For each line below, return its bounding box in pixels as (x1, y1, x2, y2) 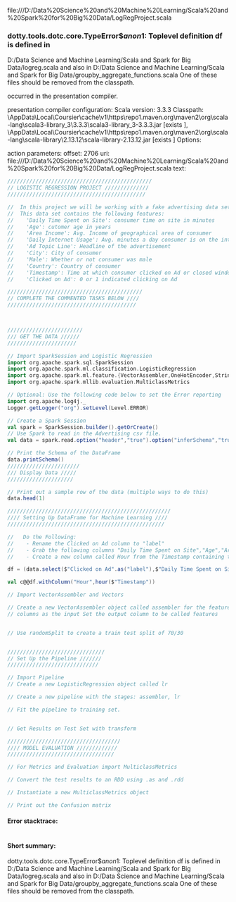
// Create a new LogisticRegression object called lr (7, 681, 169, 688)
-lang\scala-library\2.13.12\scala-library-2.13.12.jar (7, 135, 151, 144)
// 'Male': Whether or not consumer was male (7, 256, 152, 263)
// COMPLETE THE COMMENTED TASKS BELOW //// (7, 295, 140, 302)
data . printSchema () (7, 456, 65, 464)
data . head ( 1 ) (7, 495, 46, 502)
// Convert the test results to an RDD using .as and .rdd (7, 777, 184, 784)
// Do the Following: (7, 533, 77, 540)
